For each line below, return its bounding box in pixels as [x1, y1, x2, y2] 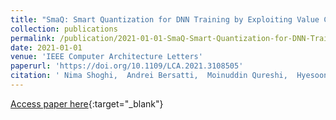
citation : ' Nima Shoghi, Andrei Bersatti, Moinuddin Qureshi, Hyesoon [10, 71, 329, 81]
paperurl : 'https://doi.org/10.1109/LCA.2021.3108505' [10, 61, 244, 71]
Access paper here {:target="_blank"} [10, 97, 164, 110]
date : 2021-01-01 [10, 42, 83, 53]
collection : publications [10, 24, 118, 34]
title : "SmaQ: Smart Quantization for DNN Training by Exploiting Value [10, 14, 320, 25]
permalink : [10, 33, 56, 43]
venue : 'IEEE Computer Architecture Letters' [10, 52, 203, 62]
